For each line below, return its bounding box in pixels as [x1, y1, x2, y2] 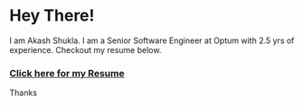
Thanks [9, 87, 38, 99]
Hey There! [9, 5, 95, 26]
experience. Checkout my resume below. [9, 44, 162, 55]
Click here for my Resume [9, 66, 125, 79]
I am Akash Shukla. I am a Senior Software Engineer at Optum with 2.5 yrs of [9, 35, 295, 46]
